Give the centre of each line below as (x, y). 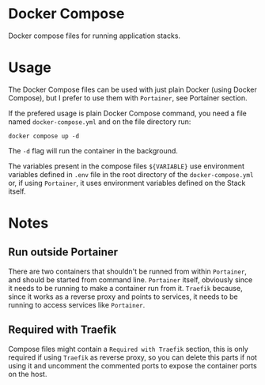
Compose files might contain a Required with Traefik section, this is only (129, 349)
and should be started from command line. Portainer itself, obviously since (131, 279)
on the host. (28, 374)
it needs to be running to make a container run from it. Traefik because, (125, 288)
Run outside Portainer (63, 253)
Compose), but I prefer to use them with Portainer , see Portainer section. (128, 98)
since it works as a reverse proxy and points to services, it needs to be (123, 296)
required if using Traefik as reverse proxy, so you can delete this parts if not (132, 357)
